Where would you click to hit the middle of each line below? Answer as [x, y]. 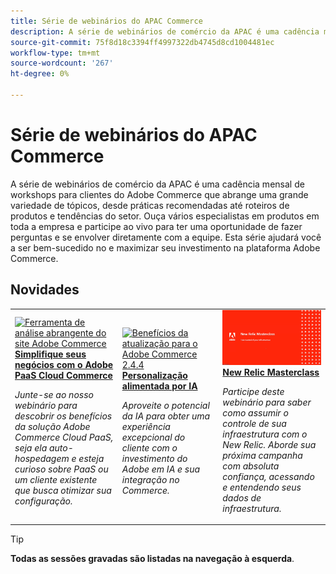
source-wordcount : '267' [62, 63]
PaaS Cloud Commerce [63, 376]
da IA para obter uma [166, 416]
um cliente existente [56, 480]
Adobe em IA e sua [161, 469]
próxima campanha [262, 455]
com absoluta [251, 466]
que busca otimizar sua [63, 491]
